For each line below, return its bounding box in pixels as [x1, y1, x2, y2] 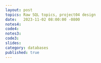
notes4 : [5, 21, 22, 27]
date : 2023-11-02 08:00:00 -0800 [5, 17, 80, 22]
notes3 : [5, 31, 22, 36]
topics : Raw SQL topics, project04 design [5, 12, 96, 17]
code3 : [5, 36, 19, 41]
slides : [5, 41, 22, 46]
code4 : [5, 26, 19, 31]
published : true [5, 50, 39, 55]
